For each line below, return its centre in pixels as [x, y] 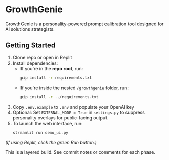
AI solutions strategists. [30, 29]
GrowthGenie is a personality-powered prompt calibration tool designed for [84, 24]
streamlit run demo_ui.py [40, 133]
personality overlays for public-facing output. [60, 118]
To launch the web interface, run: [48, 123]
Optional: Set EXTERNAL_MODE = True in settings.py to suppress [79, 112]
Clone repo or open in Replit [42, 57]
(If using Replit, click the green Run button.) [51, 143]
